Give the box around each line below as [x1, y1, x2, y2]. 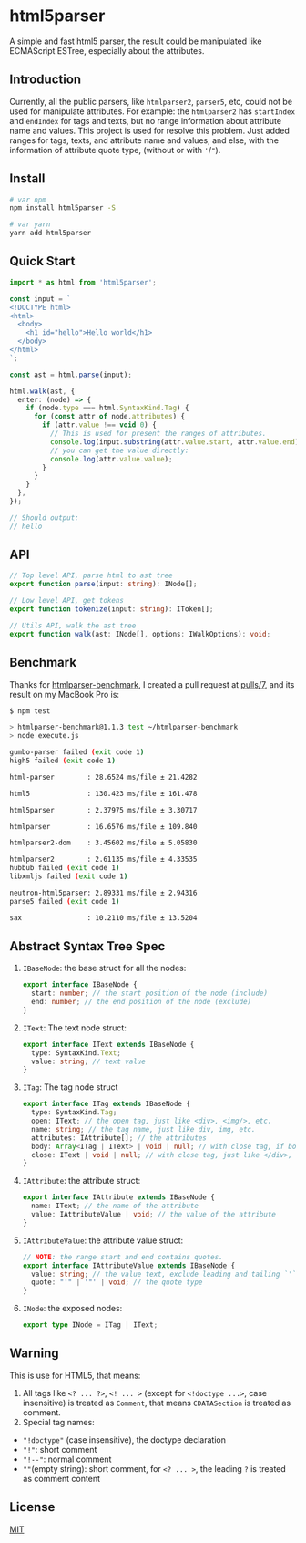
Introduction [9, 72, 82, 88]
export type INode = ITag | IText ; [22, 1320, 158, 1330]
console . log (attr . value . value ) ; [49, 454, 173, 463]
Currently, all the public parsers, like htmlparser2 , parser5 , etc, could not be [9, 96, 293, 107]
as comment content [22, 1473, 100, 1484]
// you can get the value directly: [49, 446, 189, 455]
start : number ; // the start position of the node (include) [31, 989, 269, 999]
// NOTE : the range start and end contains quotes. [22, 1252, 223, 1261]
